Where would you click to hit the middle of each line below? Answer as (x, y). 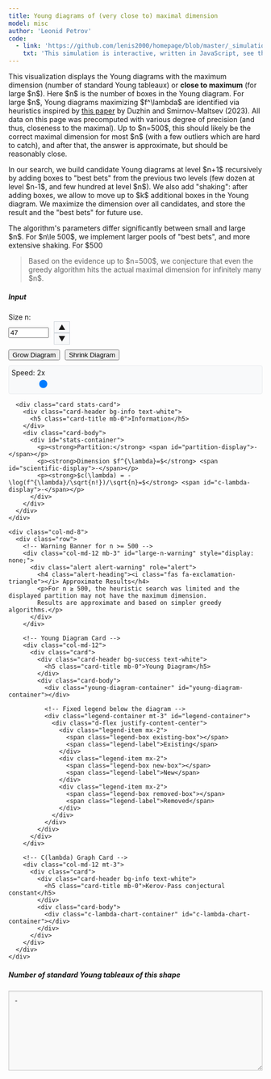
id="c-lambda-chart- (216, 914)
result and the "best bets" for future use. (76, 212)
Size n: (20, 317)
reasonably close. (38, 154)
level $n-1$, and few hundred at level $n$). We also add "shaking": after (128, 186)
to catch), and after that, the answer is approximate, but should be (118, 145)
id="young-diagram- (211, 688)
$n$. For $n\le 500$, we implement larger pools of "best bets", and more (129, 237)
